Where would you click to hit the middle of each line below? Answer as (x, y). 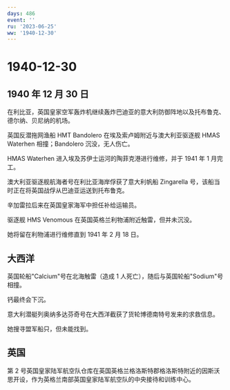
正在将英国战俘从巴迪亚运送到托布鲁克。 (70, 191)
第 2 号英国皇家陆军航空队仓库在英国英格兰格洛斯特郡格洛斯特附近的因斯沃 (114, 371)
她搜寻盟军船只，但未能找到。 (49, 329)
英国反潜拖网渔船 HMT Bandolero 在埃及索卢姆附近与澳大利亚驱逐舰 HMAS (114, 135)
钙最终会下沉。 (28, 300)
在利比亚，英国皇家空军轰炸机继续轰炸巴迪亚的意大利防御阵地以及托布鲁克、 (116, 112)
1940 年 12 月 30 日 (48, 94)
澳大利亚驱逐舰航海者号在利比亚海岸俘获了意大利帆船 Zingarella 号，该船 (111, 182)
